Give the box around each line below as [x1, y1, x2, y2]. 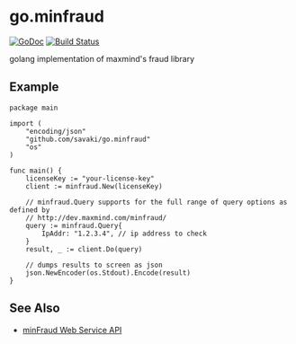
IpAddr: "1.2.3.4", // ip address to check [41, 229, 207, 238]
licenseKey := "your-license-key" [25, 173, 155, 183]
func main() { [9, 166, 63, 175]
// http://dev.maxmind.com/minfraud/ [25, 213, 167, 222]
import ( [9, 119, 42, 128]
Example [9, 79, 59, 95]
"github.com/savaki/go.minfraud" [25, 135, 151, 144]
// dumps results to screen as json [25, 260, 164, 269]
